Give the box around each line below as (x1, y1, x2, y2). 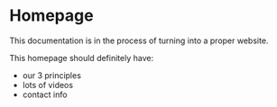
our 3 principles (22, 69, 81, 81)
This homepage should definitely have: (9, 52, 154, 63)
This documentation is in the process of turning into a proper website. (9, 35, 269, 46)
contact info (22, 89, 68, 100)
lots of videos (22, 79, 74, 90)
